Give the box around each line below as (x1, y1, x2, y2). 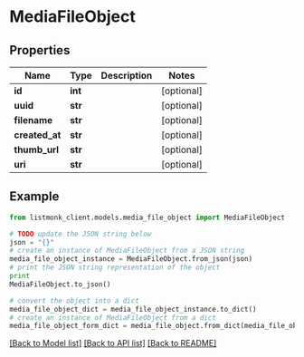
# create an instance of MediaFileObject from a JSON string (9, 246, 245, 256)
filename (14, 114, 53, 126)
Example (9, 188, 60, 205)
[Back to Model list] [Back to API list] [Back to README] (9, 338, 217, 349)
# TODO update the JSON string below (9, 229, 152, 238)
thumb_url (14, 143, 60, 156)
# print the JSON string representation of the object (9, 263, 221, 273)
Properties (9, 43, 71, 58)
